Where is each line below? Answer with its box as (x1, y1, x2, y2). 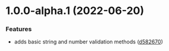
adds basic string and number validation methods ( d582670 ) (14, 38, 163, 45)
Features (5, 25, 32, 33)
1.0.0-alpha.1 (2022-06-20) (5, 4, 144, 18)
